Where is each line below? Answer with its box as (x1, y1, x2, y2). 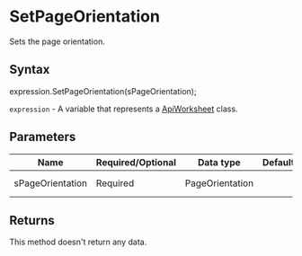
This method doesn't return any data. (9, 236, 147, 248)
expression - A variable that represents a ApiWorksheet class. (9, 103, 238, 114)
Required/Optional (95, 155, 177, 168)
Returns (9, 213, 56, 228)
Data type (197, 155, 241, 168)
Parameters (9, 129, 76, 145)
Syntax (9, 62, 50, 77)
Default (262, 155, 295, 168)
